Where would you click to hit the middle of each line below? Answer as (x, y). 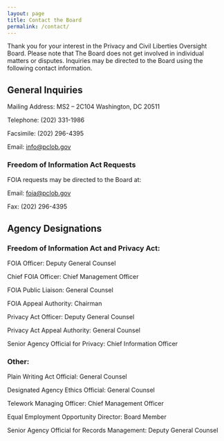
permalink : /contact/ (38, 26)
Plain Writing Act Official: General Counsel (67, 377)
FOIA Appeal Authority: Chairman (55, 304)
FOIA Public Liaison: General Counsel (60, 290)
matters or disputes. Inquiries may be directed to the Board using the (105, 61)
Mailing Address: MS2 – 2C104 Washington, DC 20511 (84, 107)
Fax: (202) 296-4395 (37, 207)
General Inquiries (45, 90)
